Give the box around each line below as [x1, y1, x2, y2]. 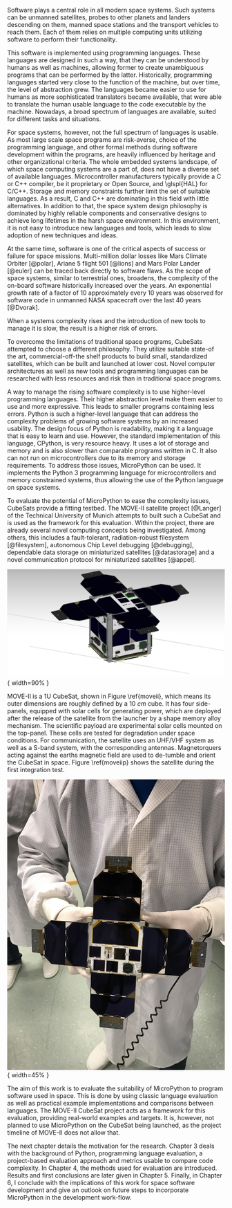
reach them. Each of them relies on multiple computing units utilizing [7, 28, 202, 36]
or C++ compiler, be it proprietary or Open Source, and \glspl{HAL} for [7, 180, 209, 187]
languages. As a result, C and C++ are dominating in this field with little [7, 194, 209, 203]
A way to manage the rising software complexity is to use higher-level [7, 387, 206, 396]
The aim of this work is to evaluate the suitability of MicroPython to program [7, 1084, 223, 1092]
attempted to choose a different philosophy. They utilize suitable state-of [7, 345, 215, 353]
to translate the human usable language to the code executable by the [7, 100, 206, 108]
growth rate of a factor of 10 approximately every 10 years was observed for [7, 289, 224, 297]
